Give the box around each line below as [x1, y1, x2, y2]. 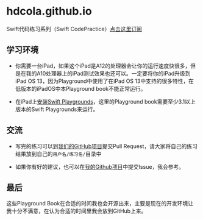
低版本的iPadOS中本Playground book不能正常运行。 [15, 85, 146, 92]
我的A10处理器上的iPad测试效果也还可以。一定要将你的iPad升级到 [26, 69, 191, 77]
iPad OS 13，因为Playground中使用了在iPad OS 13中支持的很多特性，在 [15, 77, 194, 85]
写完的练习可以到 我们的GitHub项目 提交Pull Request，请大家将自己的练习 [15, 142, 198, 150]
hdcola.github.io [6, 4, 93, 18]
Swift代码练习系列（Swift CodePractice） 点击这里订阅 [6, 25, 142, 32]
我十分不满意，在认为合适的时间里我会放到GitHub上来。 [6, 207, 147, 215]
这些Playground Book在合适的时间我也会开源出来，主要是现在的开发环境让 [6, 200, 194, 207]
